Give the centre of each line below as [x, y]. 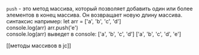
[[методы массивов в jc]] [39, 45]
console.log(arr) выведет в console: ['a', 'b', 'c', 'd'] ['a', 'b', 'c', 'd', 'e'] [94, 34]
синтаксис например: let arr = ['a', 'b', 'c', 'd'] [64, 21]
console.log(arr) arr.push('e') [42, 27]
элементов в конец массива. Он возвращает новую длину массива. [94, 15]
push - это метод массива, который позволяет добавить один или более [99, 9]
